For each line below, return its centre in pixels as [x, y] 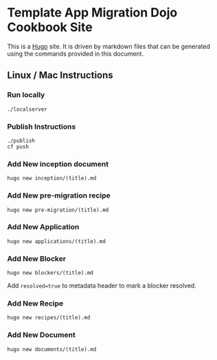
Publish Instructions [42, 127]
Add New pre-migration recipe [59, 195]
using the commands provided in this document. [76, 54]
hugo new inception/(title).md [52, 178]
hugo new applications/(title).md [57, 241]
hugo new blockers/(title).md [50, 273]
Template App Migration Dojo [92, 13]
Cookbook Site [50, 27]
